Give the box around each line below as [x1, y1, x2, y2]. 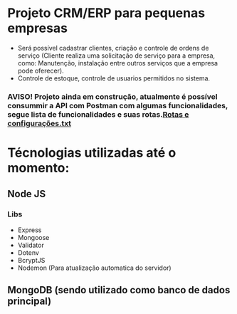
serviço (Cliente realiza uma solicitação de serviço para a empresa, [17, 51, 216, 60]
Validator [17, 241, 44, 249]
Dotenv [17, 248, 39, 257]
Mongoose [17, 233, 50, 241]
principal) [7, 295, 52, 308]
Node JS [7, 188, 46, 200]
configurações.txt [7, 118, 72, 128]
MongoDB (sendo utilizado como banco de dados [7, 284, 231, 296]
